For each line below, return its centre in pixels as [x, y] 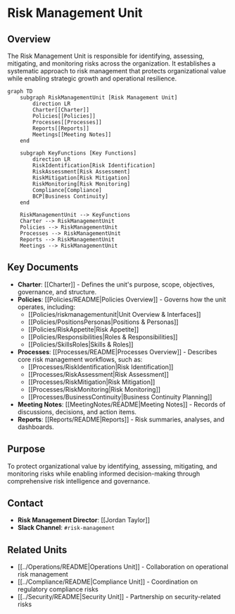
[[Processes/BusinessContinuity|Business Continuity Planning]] [120, 397]
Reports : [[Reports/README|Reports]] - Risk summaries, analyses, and [121, 419]
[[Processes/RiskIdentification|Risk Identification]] [101, 367]
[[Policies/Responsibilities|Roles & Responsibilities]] [103, 337]
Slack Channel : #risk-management [66, 528]
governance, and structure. [57, 291]
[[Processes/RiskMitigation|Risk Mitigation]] [91, 382]
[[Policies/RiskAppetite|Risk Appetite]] [83, 329]
